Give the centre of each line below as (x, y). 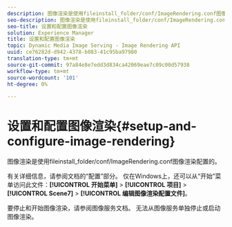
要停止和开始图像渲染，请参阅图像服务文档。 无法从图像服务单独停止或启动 (114, 208)
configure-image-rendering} (91, 141)
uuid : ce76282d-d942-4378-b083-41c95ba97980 (72, 52)
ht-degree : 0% (28, 84)
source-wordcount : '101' (43, 78)
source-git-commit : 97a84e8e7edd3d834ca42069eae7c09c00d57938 (98, 65)
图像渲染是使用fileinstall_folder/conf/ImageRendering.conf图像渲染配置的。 (114, 161)
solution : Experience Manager (51, 33)
